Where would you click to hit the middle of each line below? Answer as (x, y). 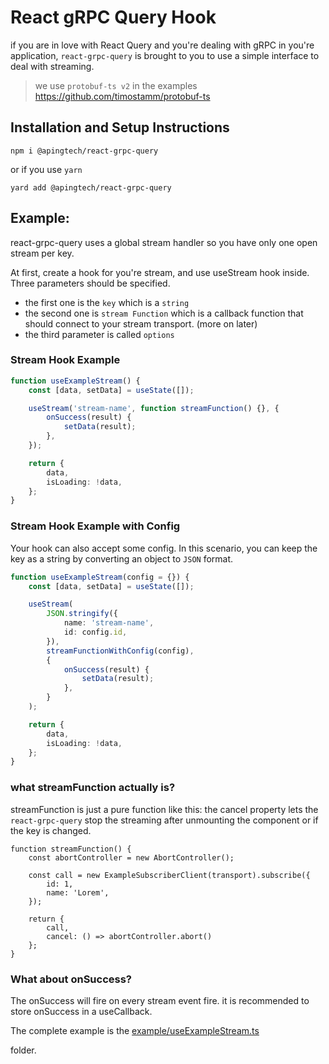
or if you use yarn (46, 169)
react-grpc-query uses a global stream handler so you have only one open (164, 242)
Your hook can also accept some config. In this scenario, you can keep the (164, 548)
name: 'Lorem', (78, 892)
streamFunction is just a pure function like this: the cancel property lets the (164, 809)
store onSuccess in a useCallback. (81, 1011)
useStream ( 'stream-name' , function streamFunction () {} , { (154, 408)
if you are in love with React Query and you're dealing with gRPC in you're (162, 45)
